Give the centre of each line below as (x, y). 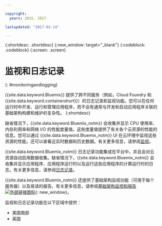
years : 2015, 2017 (28, 18)
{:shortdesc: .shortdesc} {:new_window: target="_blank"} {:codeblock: (75, 45)
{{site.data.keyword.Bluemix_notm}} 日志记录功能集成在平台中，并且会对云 (80, 152)
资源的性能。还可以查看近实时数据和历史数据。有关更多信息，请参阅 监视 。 (79, 141)
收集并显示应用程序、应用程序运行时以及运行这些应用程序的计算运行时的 (77, 164)
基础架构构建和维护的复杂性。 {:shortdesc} (48, 113)
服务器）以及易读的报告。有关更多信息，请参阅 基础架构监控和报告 (71, 186)
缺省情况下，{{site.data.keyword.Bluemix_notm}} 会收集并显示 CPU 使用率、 (81, 123)
